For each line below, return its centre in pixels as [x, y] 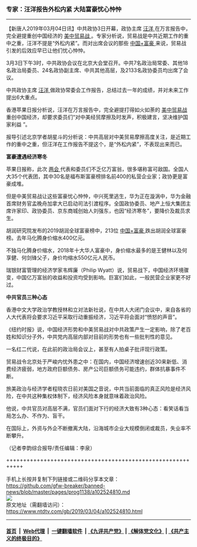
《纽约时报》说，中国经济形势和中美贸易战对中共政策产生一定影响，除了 [93, 330]
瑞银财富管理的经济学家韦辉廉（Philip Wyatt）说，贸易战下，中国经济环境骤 [98, 270]
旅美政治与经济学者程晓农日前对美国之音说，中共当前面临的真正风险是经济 [96, 389]
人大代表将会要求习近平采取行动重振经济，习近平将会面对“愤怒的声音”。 [93, 317]
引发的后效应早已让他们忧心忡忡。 [47, 50]
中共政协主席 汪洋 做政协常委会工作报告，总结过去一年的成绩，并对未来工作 [97, 90]
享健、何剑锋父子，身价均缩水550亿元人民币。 [62, 258]
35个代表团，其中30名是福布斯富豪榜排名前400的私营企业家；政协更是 [97, 176]
